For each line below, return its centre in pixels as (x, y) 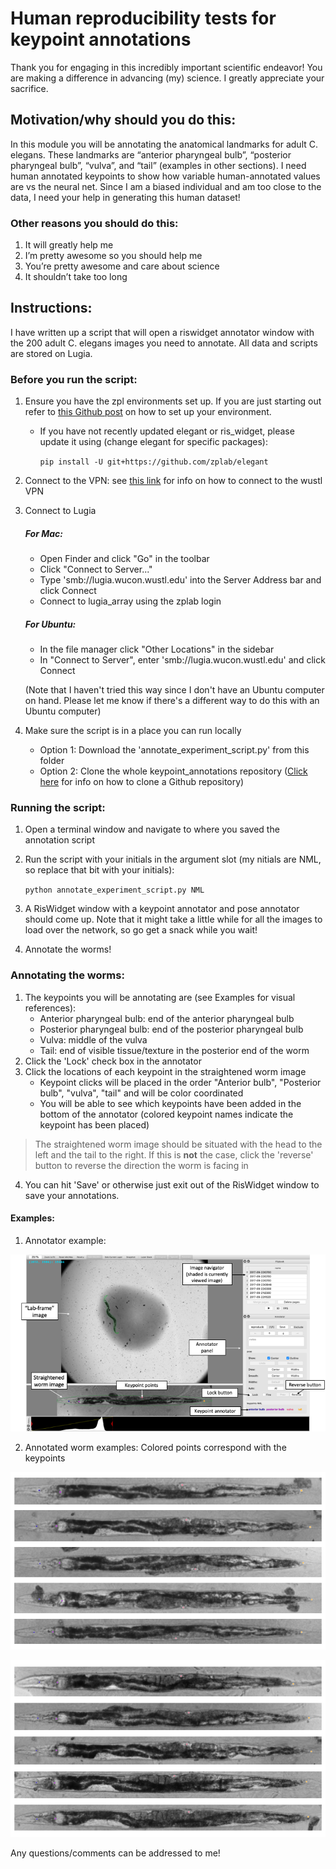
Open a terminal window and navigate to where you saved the (152, 829)
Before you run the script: (74, 379)
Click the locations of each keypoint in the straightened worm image (165, 1071)
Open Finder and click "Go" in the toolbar (124, 559)
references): (50, 1008)
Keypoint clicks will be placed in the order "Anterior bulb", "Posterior (180, 1082)
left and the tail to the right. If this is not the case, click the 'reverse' (174, 1154)
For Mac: (44, 533)
